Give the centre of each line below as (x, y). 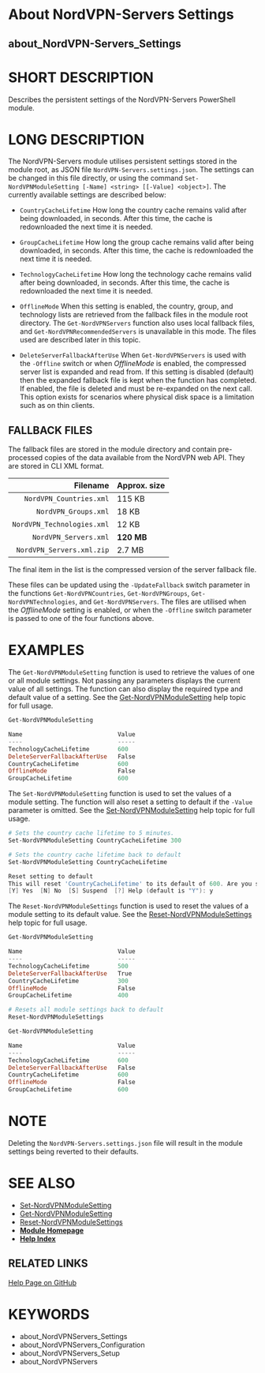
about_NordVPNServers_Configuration (82, 1345)
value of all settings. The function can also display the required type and (125, 689)
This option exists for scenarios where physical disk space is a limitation (137, 397)
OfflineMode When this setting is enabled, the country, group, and (126, 306)
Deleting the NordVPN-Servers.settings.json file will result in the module (125, 1143)
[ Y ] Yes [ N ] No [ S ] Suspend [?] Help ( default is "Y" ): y (111, 891)
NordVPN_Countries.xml (67, 499)
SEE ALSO (42, 1183)
